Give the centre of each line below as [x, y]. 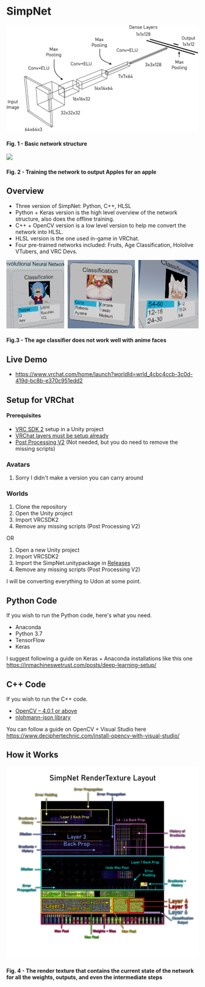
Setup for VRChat [40, 400]
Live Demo [27, 359]
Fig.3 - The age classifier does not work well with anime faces [86, 340]
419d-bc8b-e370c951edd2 [49, 381]
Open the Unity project [44, 513]
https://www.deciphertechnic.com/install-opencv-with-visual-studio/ [93, 736]
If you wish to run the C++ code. [47, 699]
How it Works [32, 755]
